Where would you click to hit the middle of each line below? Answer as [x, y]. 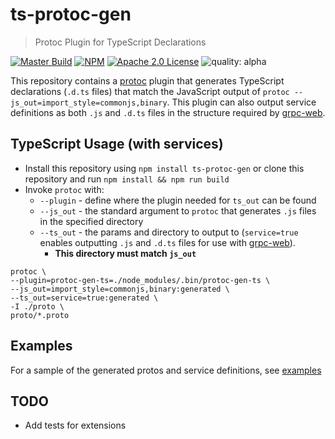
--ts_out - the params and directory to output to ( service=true [169, 232]
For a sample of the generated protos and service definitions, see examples [166, 370]
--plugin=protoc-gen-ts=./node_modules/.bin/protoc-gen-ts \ [140, 280]
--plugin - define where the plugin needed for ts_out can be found [178, 200]
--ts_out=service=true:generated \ [84, 298]
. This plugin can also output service [241, 102]
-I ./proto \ [37, 306]
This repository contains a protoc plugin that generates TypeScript [147, 80]
